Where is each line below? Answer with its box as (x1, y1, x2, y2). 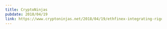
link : (5, 16, 16, 21)
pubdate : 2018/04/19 (5, 12, 48, 17)
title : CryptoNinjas (5, 7, 48, 12)
